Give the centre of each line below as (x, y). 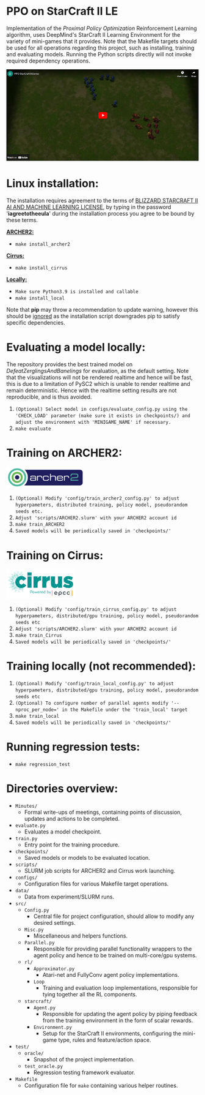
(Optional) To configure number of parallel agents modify (92, 703)
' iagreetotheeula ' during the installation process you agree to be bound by (100, 214)
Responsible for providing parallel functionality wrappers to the (113, 949)
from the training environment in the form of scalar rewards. (118, 1020)
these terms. (22, 220)
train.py (26, 838)
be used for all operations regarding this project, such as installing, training (100, 48)
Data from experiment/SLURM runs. (69, 897)
